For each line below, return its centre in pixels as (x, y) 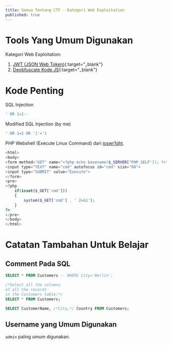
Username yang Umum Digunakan (61, 324)
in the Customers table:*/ (34, 294)
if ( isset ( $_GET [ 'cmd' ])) (41, 191)
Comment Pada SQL (38, 264)
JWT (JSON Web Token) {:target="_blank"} (58, 64)
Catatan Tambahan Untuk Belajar (77, 245)
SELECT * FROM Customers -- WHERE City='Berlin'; (59, 276)
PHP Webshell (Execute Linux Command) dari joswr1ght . (65, 143)
